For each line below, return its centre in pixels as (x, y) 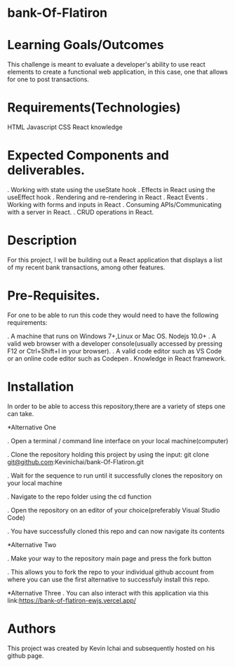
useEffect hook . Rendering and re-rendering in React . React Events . (108, 197)
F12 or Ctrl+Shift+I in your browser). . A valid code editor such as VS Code (115, 351)
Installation (41, 387)
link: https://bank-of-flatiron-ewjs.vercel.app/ (72, 600)
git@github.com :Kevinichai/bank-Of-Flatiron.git (75, 461)
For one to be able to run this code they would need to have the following (113, 315)
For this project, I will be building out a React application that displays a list (115, 260)
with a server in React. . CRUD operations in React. (81, 212)
